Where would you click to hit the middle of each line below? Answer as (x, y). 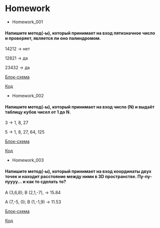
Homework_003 (28, 160)
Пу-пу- (145, 176)
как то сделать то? (46, 182)
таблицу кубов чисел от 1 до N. (38, 112)
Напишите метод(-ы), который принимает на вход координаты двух (78, 171)
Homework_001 (27, 22)
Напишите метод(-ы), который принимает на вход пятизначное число (80, 33)
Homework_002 (28, 96)
